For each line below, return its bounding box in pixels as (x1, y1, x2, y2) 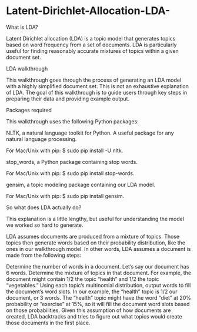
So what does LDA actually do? (6, 204, 82, 211)
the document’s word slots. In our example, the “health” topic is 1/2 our (6, 288, 178, 295)
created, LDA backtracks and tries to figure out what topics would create (6, 313, 182, 320)
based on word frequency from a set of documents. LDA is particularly (6, 41, 177, 48)
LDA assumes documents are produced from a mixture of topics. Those (6, 233, 180, 240)
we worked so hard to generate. (6, 222, 84, 229)
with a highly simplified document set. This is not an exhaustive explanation (6, 82, 189, 89)
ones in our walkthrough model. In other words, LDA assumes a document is (6, 245, 191, 252)
